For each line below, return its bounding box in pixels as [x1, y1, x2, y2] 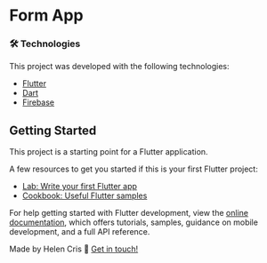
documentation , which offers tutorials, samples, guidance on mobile [9, 217, 258, 227]
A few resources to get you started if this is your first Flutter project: [9, 163, 258, 174]
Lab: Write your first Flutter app [21, 181, 138, 192]
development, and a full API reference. [9, 227, 150, 237]
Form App [9, 5, 84, 26]
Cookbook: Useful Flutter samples [21, 190, 148, 201]
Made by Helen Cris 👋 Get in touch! [9, 243, 139, 254]
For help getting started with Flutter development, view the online [9, 208, 249, 219]
